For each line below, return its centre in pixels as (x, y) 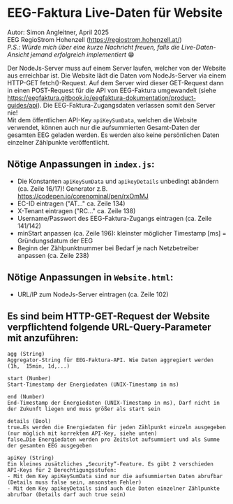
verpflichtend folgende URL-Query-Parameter (109, 327)
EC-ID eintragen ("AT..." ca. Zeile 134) (71, 203)
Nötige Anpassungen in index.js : (81, 165)
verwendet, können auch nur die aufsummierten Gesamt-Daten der (104, 127)
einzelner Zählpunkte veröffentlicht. (58, 142)
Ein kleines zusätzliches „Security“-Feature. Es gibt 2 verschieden (111, 464)
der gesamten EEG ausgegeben (50, 446)
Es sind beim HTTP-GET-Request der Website (109, 316)
